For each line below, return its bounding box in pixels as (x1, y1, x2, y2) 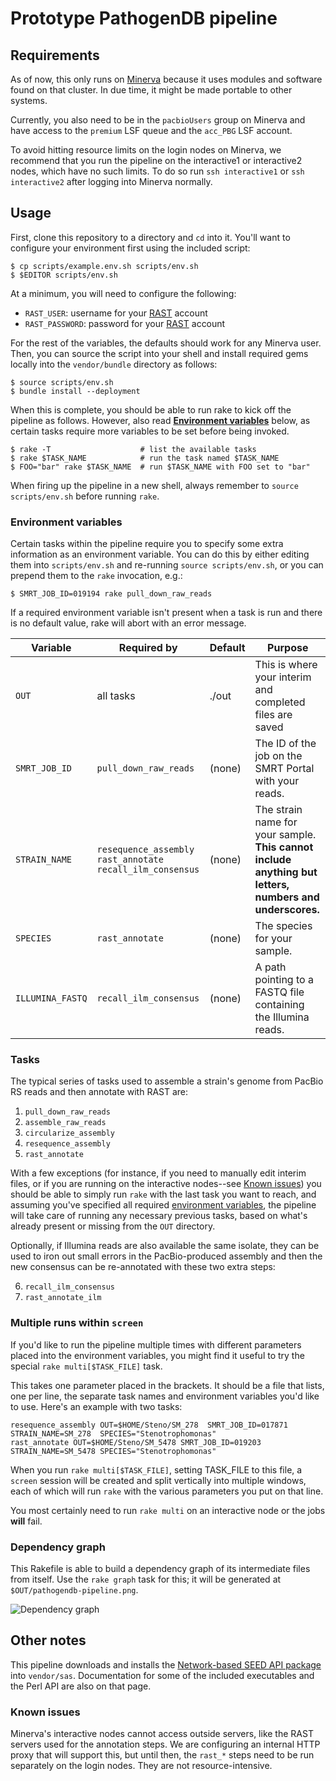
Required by (118, 641, 178, 655)
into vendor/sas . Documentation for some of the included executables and (10, 1669, 315, 1681)
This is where (254, 658, 318, 672)
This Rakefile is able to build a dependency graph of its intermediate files (10, 1563, 311, 1574)
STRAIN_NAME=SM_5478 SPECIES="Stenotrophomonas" (10, 1446, 217, 1456)
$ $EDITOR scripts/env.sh (10, 270, 118, 280)
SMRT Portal (254, 762, 315, 776)
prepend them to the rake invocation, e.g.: (10, 570, 183, 582)
